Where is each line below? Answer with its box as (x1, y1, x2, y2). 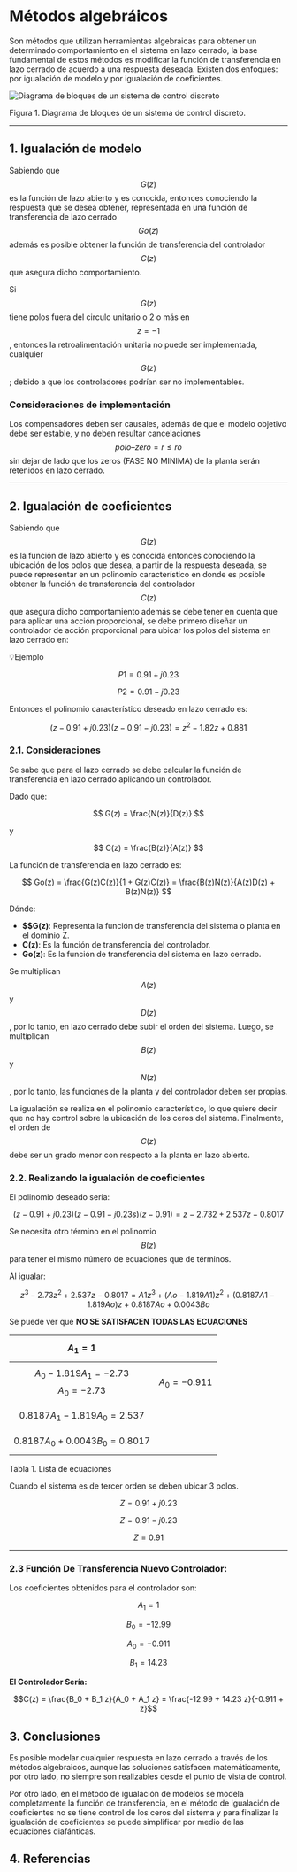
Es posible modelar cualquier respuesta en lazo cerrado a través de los (9, 1752, 268, 1763)
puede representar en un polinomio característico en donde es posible (9, 569, 266, 579)
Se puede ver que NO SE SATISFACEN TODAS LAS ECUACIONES (9, 1316, 248, 1327)
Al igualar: (9, 1271, 46, 1281)
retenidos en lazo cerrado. (9, 465, 106, 476)
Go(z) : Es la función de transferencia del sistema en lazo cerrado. (21, 948, 262, 959)
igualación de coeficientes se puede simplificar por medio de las (9, 1817, 245, 1827)
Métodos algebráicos (9, 6, 169, 27)
